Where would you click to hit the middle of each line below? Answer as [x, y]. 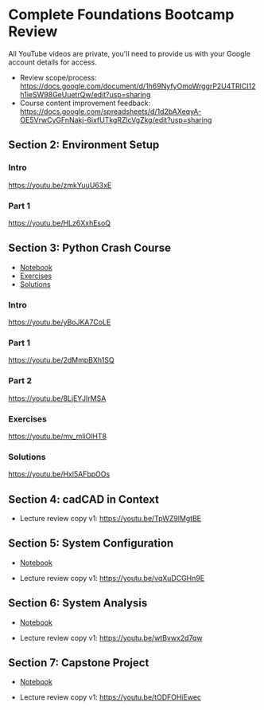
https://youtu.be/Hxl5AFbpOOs [59, 474]
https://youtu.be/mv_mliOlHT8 [58, 436]
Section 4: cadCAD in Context [83, 499]
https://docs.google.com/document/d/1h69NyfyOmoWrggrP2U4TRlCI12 [138, 86]
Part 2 [20, 381]
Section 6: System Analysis [78, 603]
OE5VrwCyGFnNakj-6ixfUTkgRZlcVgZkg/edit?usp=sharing [116, 120]
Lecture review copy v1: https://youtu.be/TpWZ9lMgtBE [111, 519]
